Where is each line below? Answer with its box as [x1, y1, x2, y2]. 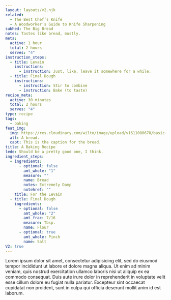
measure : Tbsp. [23, 220, 56, 225]
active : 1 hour [10, 41, 42, 46]
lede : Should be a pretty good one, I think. [5, 149, 103, 155]
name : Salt [23, 239, 47, 244]
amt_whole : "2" [23, 211, 56, 216]
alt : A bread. [10, 135, 40, 140]
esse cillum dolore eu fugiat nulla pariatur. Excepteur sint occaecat [5, 279, 145, 285]
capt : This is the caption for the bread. [10, 140, 101, 145]
